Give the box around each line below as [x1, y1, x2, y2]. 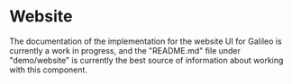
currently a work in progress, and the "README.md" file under [9, 45, 242, 55]
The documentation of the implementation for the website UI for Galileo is [9, 36, 282, 46]
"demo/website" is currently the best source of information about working [9, 55, 284, 65]
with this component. [9, 64, 88, 75]
